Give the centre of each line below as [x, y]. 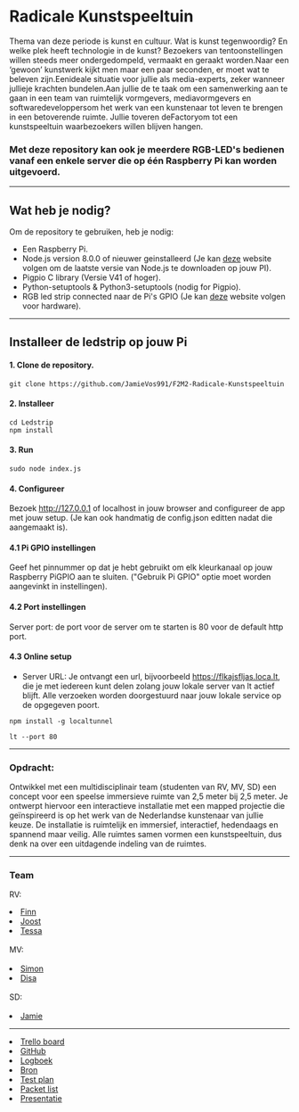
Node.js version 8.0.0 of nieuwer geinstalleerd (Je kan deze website [147, 259]
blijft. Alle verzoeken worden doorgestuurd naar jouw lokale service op [152, 695]
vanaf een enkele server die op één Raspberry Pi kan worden [143, 161]
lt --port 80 [33, 737]
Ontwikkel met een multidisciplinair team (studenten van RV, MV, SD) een [143, 787]
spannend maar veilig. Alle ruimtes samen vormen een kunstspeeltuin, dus [146, 835]
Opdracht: [32, 767]
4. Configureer [37, 489]
